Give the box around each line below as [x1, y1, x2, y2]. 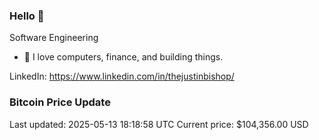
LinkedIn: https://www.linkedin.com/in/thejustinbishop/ [9, 70, 235, 83]
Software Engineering [9, 32, 99, 44]
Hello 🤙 [9, 9, 45, 23]
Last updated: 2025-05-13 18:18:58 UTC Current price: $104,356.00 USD [9, 118, 309, 130]
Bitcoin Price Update [9, 95, 111, 109]
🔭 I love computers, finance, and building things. [23, 51, 224, 63]
